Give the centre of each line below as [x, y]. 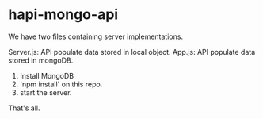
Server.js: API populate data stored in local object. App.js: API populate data [132, 52]
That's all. [24, 108]
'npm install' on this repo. [61, 84]
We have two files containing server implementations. [96, 36]
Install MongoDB [47, 75]
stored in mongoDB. [41, 60]
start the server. [46, 92]
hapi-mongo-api [63, 15]
